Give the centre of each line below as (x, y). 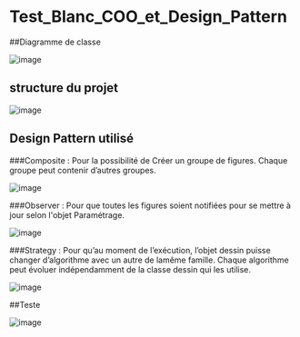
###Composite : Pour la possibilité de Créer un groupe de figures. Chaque (149, 160)
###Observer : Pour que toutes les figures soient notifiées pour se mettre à (150, 205)
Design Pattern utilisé (72, 139)
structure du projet (64, 88)
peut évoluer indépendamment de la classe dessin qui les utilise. (130, 269)
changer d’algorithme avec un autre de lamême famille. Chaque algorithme (149, 260)
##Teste (25, 304)
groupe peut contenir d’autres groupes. (83, 170)
